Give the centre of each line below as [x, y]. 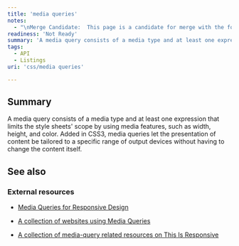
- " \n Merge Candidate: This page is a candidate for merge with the [119, 27]
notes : [17, 21]
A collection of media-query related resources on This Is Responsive [118, 235]
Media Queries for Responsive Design [73, 208]
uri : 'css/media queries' [46, 67]
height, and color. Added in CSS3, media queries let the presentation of [112, 134]
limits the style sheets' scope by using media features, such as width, [109, 127]
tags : [15, 47]
